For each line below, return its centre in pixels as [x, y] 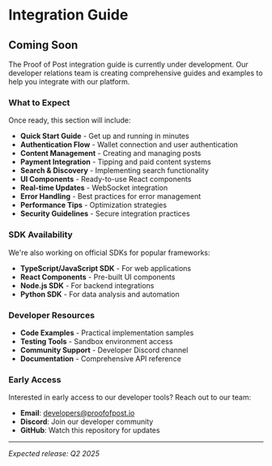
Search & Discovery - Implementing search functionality [114, 170]
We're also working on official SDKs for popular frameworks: [109, 252]
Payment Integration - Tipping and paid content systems [116, 162]
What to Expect [39, 102]
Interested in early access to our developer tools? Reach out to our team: [130, 397]
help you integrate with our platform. [69, 82]
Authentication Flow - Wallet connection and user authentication [129, 145]
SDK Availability [40, 235]
